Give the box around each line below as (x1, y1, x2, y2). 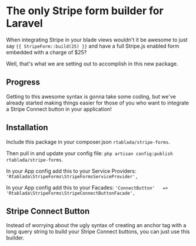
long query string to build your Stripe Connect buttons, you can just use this (6, 228, 190, 235)
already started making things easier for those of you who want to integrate (6, 99, 190, 106)
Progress (6, 77, 40, 87)
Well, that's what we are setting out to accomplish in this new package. (6, 60, 178, 67)
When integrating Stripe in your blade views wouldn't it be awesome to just (6, 36, 188, 43)
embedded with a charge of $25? (6, 48, 87, 55)
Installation (6, 123, 48, 133)
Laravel (6, 17, 43, 30)
